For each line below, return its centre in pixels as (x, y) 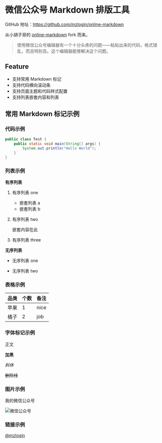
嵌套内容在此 (25, 230)
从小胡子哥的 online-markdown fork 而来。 (48, 34)
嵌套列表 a (30, 203)
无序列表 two (25, 271)
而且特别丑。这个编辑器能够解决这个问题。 (68, 51)
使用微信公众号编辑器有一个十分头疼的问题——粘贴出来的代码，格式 (85, 45)
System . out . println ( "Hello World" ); (59, 149)
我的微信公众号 (20, 400)
